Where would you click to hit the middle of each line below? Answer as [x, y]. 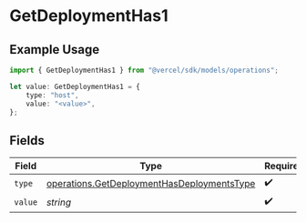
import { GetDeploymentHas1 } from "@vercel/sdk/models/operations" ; [144, 70]
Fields [27, 141]
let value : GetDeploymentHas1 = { [75, 86]
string [58, 202]
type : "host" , [52, 95]
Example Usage [55, 50]
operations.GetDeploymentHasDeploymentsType [151, 183]
